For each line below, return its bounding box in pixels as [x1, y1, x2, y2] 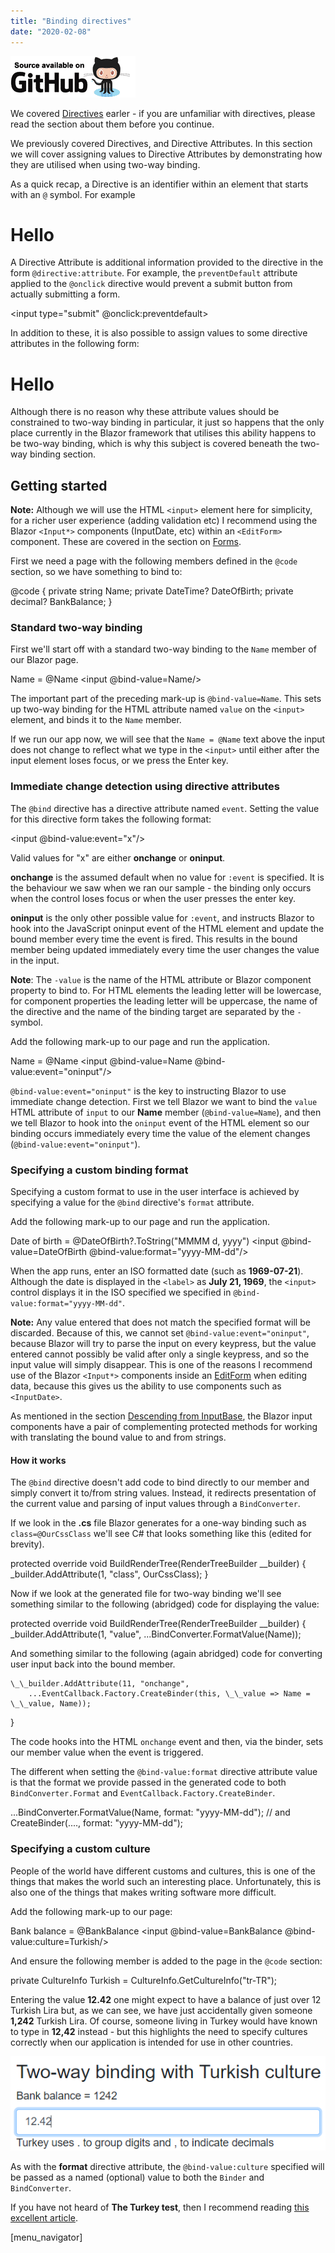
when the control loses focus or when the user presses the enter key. [10, 892, 296, 904]
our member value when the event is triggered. [10, 1746, 204, 1759]
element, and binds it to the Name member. [10, 714, 182, 726]
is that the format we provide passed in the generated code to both [10, 1776, 287, 1789]
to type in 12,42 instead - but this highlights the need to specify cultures [10, 2025, 308, 2037]
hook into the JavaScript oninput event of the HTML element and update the [10, 922, 325, 934]
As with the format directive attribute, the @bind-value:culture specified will [10, 2160, 325, 2172]
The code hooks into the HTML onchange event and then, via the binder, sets [10, 1736, 324, 1748]
